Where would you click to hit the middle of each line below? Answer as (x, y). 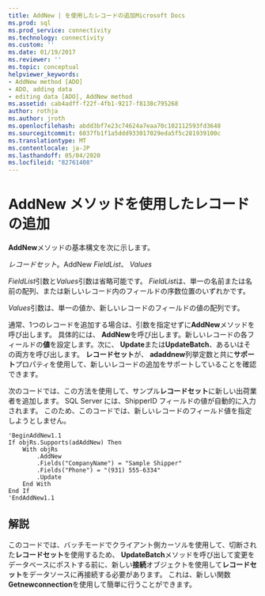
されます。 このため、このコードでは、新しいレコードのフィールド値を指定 (130, 411)
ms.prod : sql (30, 23)
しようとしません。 (40, 421)
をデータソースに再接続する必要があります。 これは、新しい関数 (127, 574)
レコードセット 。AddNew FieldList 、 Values (80, 264)
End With (37, 484)
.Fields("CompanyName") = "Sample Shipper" (109, 464)
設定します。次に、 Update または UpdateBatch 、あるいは (150, 344)
